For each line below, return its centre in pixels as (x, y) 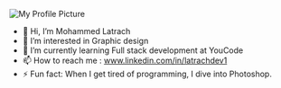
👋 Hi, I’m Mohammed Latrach (76, 31)
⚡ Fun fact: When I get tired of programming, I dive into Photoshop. (147, 74)
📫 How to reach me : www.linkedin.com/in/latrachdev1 (125, 60)
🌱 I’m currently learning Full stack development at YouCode (133, 50)
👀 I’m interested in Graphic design (85, 41)
